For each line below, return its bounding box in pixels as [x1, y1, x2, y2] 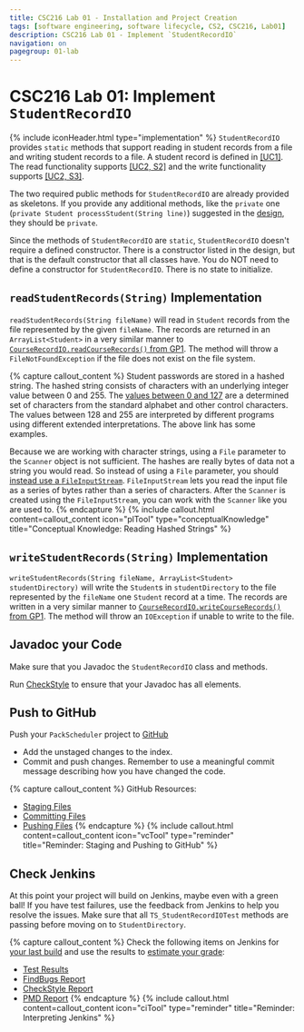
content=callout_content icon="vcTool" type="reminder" [22, 830, 234, 841]
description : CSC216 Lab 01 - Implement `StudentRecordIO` [9, 30, 238, 39]
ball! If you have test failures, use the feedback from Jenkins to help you [9, 900, 279, 911]
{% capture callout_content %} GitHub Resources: [9, 783, 197, 795]
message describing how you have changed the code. [22, 766, 226, 777]
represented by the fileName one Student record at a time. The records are [9, 591, 288, 602]
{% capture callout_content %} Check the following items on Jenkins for [9, 937, 279, 948]
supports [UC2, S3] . [9, 171, 84, 182]
